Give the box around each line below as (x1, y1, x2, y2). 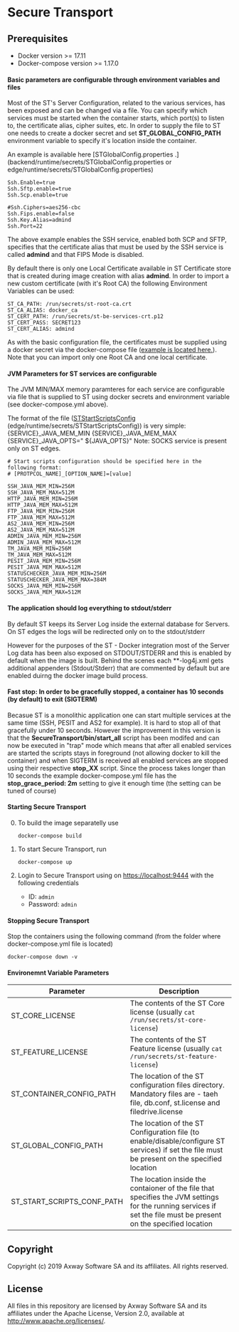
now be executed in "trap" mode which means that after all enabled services (7, 741, 232, 749)
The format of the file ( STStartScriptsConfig (7, 414, 137, 423)
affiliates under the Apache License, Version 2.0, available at (7, 1309, 185, 1318)
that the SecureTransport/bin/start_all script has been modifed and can (7, 734, 220, 742)
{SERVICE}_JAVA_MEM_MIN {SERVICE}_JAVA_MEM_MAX (7, 429, 177, 438)
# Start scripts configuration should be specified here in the (7, 458, 202, 465)
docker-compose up (17, 859, 73, 866)
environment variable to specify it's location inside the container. (7, 137, 197, 145)
